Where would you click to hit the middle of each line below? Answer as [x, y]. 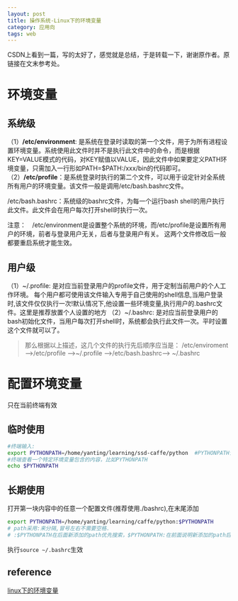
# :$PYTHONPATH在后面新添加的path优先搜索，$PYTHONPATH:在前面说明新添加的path [117, 535]
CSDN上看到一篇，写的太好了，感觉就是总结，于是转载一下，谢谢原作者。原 [119, 55]
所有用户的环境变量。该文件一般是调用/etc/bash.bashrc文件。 [97, 186]
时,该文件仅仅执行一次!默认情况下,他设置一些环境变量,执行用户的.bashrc [112, 304]
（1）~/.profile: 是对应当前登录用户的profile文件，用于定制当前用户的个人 [114, 286]
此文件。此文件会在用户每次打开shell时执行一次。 [79, 210]
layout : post [27, 14]
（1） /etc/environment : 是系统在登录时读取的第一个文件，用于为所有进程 [114, 142]
